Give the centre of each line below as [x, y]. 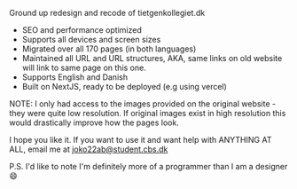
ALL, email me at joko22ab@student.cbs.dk [89, 149]
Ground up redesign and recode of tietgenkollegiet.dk [107, 13]
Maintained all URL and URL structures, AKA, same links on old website [152, 58]
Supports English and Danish [75, 77]
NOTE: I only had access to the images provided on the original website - [143, 104]
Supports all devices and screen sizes [91, 39]
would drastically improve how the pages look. [94, 122]
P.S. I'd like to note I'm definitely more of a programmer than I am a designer [148, 166]
